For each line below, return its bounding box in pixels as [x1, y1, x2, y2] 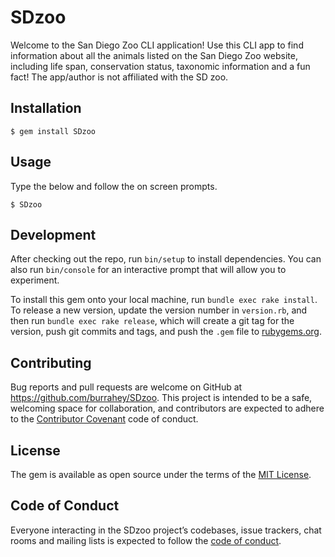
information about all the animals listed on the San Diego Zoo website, [10, 49, 298, 61]
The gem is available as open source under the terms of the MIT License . [10, 469, 312, 480]
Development [10, 226, 97, 243]
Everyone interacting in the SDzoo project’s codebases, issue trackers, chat [10, 524, 322, 536]
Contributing [10, 354, 92, 371]
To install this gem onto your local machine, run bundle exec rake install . [10, 294, 318, 306]
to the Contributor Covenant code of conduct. [10, 413, 199, 425]
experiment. [10, 274, 60, 286]
